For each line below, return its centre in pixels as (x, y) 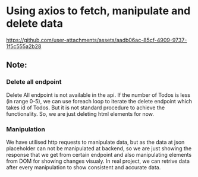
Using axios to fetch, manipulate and (98, 11)
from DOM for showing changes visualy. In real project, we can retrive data (98, 161)
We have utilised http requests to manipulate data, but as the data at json (95, 142)
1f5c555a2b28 (24, 46)
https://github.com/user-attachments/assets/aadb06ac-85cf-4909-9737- (97, 40)
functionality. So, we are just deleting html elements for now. (80, 113)
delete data (35, 23)
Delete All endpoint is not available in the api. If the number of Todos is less (98, 95)
